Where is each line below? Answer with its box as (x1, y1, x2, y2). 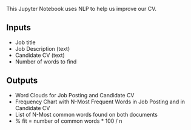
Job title (15, 39, 36, 46)
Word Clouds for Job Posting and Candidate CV (15, 91, 135, 99)
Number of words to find (15, 57, 77, 65)
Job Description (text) (15, 45, 70, 52)
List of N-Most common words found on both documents (15, 111, 158, 118)
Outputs (6, 76, 38, 86)
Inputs (6, 22, 32, 33)
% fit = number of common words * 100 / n (15, 117, 122, 125)
